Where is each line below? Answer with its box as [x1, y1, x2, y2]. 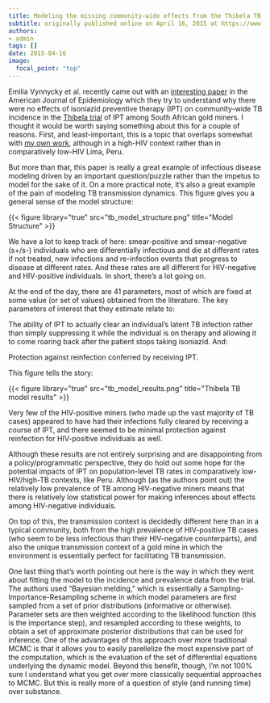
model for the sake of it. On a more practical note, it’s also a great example [8, 179, 255, 189]
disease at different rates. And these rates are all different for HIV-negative [8, 262, 256, 272]
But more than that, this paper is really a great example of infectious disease [8, 162, 262, 172]
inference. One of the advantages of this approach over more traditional [8, 635, 247, 645]
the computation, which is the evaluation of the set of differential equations [8, 652, 258, 662]
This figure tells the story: [8, 368, 93, 377]
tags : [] [8, 42, 38, 50]
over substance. [8, 686, 62, 696]
